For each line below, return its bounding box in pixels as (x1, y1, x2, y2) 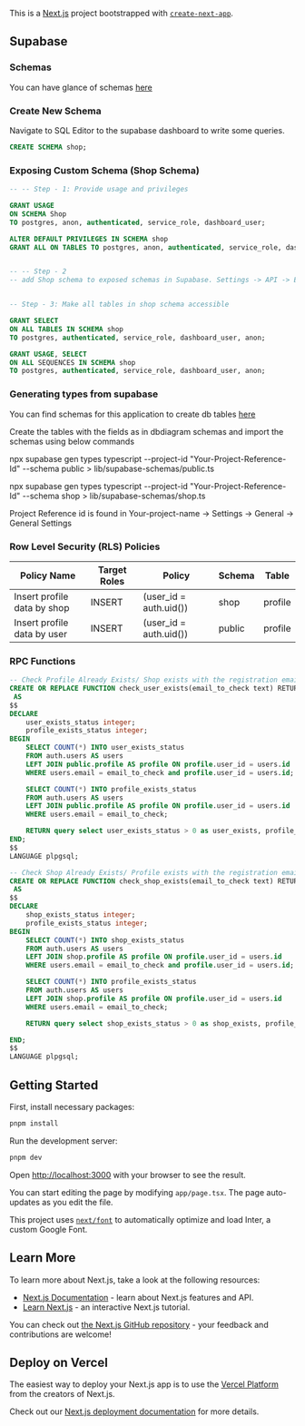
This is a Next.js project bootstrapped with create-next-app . (9, 8, 234, 18)
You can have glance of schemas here (9, 82, 152, 93)
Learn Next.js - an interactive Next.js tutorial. (22, 1302, 191, 1313)
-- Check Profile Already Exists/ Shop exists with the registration (9, 675, 279, 684)
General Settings (9, 517, 73, 528)
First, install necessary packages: (9, 1101, 134, 1112)
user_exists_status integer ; (25, 717, 136, 727)
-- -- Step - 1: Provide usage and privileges (9, 185, 189, 194)
